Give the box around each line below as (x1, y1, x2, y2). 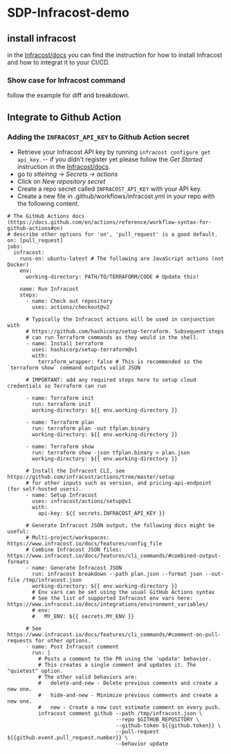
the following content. (17, 199, 80, 207)
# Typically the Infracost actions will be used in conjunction (25, 315, 215, 323)
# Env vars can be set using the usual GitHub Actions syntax (32, 588, 215, 595)
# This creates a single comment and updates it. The (37, 661, 196, 668)
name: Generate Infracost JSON (32, 564, 122, 571)
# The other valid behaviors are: (37, 674, 138, 681)
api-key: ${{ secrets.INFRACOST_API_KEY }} (37, 509, 166, 517)
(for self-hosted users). (7, 485, 82, 493)
